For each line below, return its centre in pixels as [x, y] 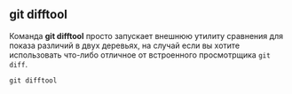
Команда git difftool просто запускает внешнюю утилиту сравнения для [146, 35]
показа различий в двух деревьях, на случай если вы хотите [125, 45]
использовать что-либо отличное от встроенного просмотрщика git [140, 55]
